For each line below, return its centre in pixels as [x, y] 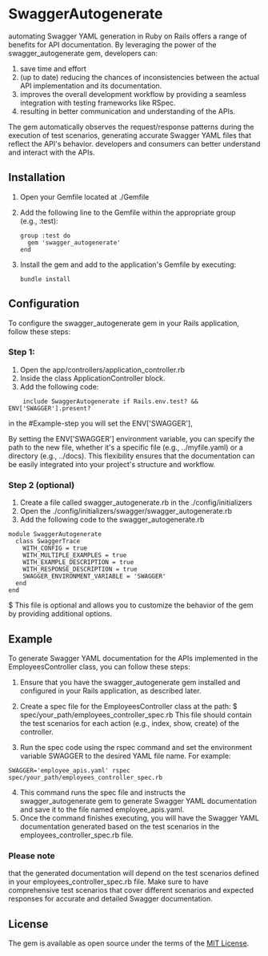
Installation [37, 177]
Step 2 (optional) [42, 485]
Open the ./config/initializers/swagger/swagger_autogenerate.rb [126, 511]
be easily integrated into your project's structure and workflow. [112, 464]
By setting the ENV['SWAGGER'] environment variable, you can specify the [132, 438]
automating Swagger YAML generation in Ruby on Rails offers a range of [128, 36]
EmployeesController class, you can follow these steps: [99, 667]
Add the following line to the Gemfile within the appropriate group [128, 212]
